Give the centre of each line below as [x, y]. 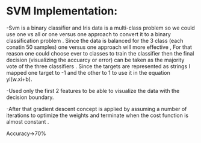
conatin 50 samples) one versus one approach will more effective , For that [99, 47]
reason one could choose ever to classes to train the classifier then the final [100, 53]
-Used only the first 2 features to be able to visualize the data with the [93, 91]
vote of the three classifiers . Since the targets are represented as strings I [98, 66]
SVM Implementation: [62, 11]
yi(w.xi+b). [19, 79]
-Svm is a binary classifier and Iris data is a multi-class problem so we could [101, 28]
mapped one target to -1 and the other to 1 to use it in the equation [88, 72]
